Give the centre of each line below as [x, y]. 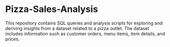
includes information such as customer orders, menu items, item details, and [85, 33]
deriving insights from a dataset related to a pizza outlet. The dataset [77, 28]
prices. [12, 39]
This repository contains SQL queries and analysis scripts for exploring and [84, 23]
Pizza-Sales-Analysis [52, 9]
